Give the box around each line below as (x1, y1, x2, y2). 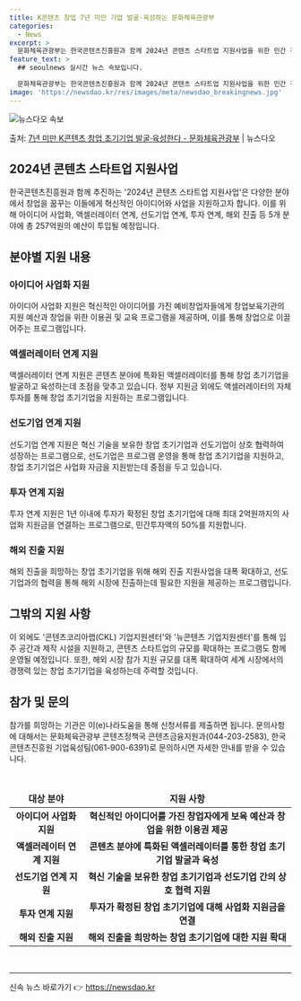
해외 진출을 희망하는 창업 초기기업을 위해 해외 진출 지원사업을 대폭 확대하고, (9, 566, 272, 577)
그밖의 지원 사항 (9, 606, 91, 621)
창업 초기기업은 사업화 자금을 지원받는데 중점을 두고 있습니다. (9, 461, 222, 472)
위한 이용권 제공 (165, 823, 228, 836)
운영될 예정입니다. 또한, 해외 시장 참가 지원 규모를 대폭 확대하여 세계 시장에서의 (9, 654, 284, 665)
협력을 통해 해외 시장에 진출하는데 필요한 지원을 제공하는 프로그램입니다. (39, 577, 292, 588)
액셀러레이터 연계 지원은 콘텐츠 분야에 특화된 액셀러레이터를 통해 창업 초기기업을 (9, 370, 289, 381)
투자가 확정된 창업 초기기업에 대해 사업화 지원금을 (89, 900, 286, 913)
